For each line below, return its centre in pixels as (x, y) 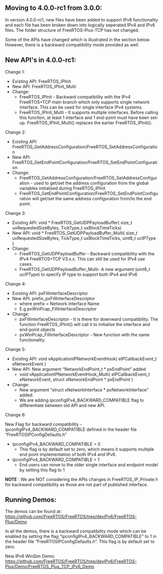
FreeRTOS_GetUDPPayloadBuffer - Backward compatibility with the (87, 253)
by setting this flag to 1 (42, 470)
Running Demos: (31, 500)
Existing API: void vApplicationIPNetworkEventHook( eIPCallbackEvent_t (84, 359)
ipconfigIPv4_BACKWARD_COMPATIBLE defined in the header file (71, 429)
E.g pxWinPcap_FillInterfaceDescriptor (58, 308)
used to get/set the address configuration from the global (91, 183)
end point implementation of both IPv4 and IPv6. (68, 454)
